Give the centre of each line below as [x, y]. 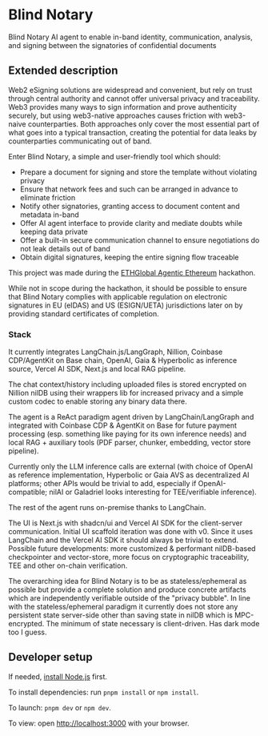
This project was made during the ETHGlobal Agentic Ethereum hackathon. [132, 272]
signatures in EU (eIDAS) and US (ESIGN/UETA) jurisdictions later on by [126, 305]
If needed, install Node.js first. [58, 676]
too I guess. [28, 632]
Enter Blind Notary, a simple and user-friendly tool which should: [115, 156]
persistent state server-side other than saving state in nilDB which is [121, 615]
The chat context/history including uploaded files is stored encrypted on [127, 384]
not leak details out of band [65, 248]
